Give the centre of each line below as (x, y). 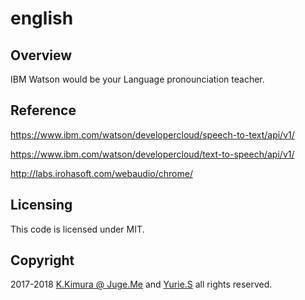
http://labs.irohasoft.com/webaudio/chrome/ (101, 173)
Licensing (41, 205)
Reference (43, 110)
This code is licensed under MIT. (77, 229)
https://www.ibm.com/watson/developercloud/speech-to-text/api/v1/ (152, 134)
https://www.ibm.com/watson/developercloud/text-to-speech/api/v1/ (152, 154)
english (42, 18)
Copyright (42, 260)
